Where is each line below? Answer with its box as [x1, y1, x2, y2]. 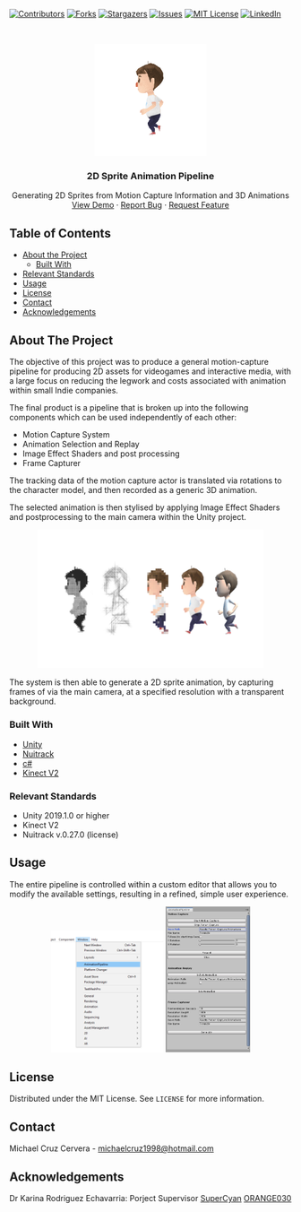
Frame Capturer [21, 457, 82, 468]
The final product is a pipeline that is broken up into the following [9, 402, 249, 412]
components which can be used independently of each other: [9, 411, 237, 422]
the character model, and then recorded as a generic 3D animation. [9, 484, 258, 495]
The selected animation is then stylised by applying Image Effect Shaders [9, 502, 280, 513]
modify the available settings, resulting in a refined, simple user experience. [9, 888, 289, 899]
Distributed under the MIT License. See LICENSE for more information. [9, 1094, 264, 1104]
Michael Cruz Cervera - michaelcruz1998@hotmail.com [9, 1143, 214, 1154]
